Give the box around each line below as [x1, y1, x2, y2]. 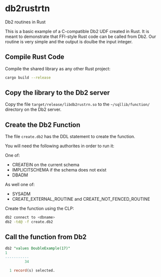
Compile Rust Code [5, 53, 64, 61]
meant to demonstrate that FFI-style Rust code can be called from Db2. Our [5, 34, 156, 39]
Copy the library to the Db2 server [5, 88, 110, 97]
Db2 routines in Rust [5, 19, 46, 25]
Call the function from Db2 [5, 233, 87, 241]
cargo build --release [5, 75, 51, 80]
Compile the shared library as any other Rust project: [5, 66, 111, 71]
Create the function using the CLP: [5, 206, 74, 211]
